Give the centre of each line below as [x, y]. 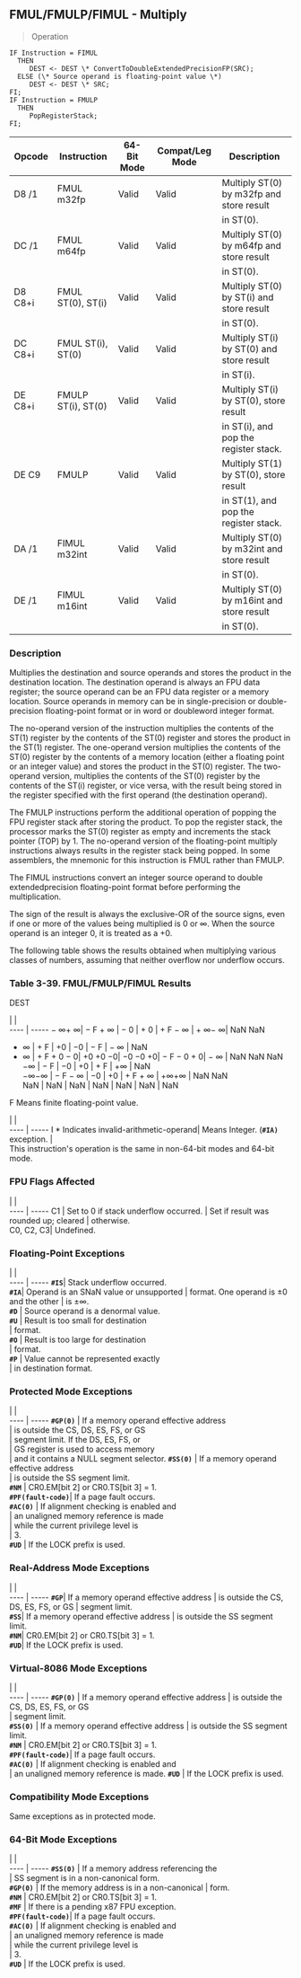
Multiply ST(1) [252, 464]
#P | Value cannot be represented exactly [85, 1359]
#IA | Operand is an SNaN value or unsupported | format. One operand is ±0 [149, 1292]
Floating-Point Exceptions [67, 1253]
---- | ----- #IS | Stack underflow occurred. [88, 1282]
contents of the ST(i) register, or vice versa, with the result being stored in [146, 786]
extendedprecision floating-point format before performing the [125, 887]
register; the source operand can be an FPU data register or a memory [139, 692]
